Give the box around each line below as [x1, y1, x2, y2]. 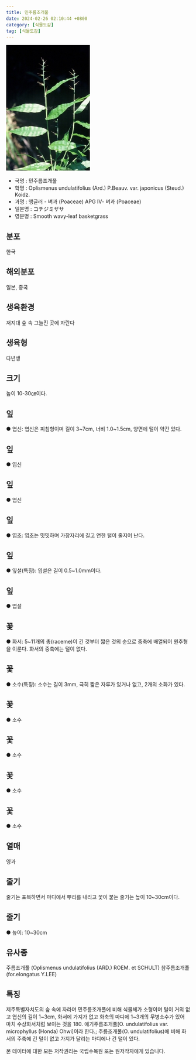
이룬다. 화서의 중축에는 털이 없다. [12, 645, 87, 652]
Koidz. [14, 191, 30, 199]
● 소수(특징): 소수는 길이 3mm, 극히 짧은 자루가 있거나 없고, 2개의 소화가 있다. [6, 681, 185, 688]
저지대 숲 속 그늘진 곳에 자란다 [6, 319, 75, 326]
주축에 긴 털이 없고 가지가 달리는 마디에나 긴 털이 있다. [16, 1035, 140, 1042]
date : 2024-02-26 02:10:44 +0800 [6, 15, 88, 22]
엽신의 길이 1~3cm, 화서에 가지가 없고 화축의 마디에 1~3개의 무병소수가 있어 [12, 1013, 185, 1020]
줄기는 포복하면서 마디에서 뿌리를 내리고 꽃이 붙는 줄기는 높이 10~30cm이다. [6, 893, 180, 900]
